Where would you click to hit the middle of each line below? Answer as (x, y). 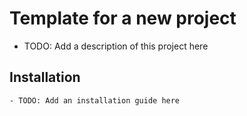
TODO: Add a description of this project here (116, 46)
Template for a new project (123, 18)
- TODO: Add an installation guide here (95, 100)
